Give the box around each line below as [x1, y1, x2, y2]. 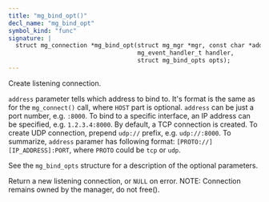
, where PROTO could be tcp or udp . [69, 145, 182, 155]
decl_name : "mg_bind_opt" [8, 19, 94, 27]
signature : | [8, 34, 52, 42]
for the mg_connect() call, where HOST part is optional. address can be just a [8, 102, 255, 112]
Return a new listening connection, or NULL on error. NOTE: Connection [8, 176, 242, 185]
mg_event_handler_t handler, [137, 49, 235, 57]
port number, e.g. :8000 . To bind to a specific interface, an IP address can [8, 111, 251, 120]
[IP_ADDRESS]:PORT [8, 146, 70, 155]
